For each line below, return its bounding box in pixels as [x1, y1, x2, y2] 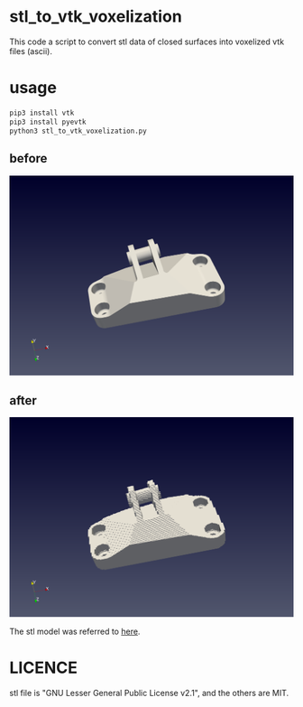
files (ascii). [9, 45, 52, 56]
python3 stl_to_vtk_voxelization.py [9, 126, 147, 135]
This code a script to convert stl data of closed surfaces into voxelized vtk [9, 36, 285, 47]
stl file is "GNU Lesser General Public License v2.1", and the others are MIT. [9, 688, 289, 699]
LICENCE [9, 657, 78, 678]
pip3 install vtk [9, 108, 75, 117]
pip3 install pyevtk [9, 117, 87, 126]
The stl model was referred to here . [9, 626, 141, 637]
